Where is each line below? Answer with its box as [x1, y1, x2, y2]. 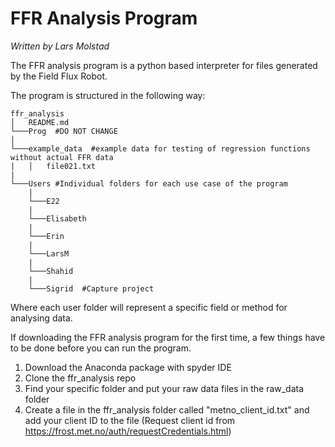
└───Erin [28, 231, 65, 241]
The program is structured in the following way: [10, 89, 206, 101]
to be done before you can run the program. [10, 342, 192, 354]
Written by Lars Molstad [10, 40, 110, 52]
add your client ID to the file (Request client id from [24, 414, 236, 426]
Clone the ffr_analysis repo [24, 372, 137, 384]
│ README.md [10, 117, 70, 127]
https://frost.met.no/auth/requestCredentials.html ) [24, 425, 232, 437]
